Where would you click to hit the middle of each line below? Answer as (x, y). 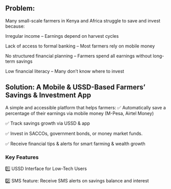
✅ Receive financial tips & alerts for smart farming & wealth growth (75, 144)
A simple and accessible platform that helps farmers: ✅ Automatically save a (86, 107)
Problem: (20, 8)
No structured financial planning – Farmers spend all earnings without (79, 56)
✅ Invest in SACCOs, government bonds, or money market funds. (74, 133)
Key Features (22, 157)
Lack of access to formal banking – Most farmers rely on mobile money (80, 46)
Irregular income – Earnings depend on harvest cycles (62, 36)
